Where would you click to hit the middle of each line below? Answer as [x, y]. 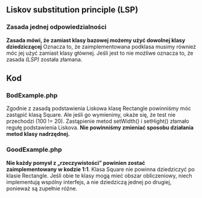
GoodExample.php [34, 150]
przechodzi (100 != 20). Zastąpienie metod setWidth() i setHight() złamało [98, 121]
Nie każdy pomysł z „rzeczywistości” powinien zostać [76, 162]
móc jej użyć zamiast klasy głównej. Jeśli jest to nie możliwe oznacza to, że [100, 53]
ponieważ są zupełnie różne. [42, 188]
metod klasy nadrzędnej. [38, 134]
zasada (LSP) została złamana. [44, 59]
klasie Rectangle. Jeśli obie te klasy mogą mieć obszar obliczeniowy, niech [99, 175]
